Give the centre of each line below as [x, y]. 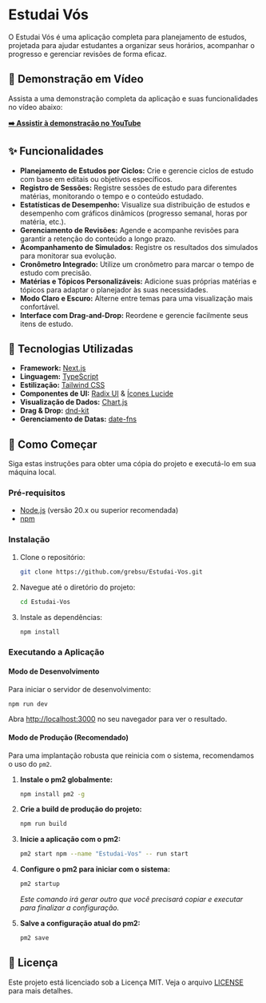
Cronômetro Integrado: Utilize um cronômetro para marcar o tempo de [137, 264]
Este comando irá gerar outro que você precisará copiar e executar [131, 900]
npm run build [43, 824]
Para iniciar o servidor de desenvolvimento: [80, 689]
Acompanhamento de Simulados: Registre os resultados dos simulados [139, 247]
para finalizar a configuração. [69, 908]
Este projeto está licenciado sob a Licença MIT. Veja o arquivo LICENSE [126, 982]
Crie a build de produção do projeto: [81, 809]
